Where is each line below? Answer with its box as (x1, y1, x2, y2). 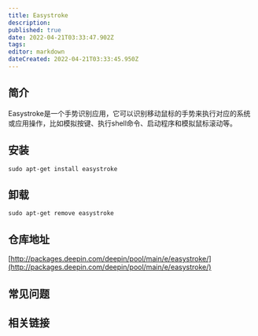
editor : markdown (8, 48, 65, 56)
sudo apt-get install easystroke (8, 165, 118, 173)
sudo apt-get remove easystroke (8, 210, 114, 217)
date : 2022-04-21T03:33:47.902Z (8, 33, 114, 42)
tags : (8, 41, 26, 49)
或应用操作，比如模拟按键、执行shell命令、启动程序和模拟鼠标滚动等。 (8, 119, 238, 128)
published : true (8, 26, 61, 34)
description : (8, 19, 51, 27)
